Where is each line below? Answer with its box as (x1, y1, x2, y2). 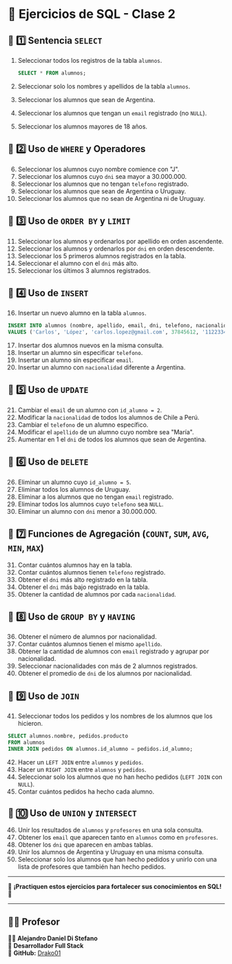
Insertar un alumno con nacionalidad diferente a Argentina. (17, 363, 186, 372)
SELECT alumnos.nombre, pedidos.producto (8, 733, 129, 740)
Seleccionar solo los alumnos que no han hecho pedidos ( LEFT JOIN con (17, 773, 223, 781)
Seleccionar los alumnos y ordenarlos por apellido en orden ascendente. (17, 237, 224, 245)
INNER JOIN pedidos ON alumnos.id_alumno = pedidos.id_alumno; (8, 745, 193, 752)
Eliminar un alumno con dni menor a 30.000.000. (17, 507, 157, 515)
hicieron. (17, 720, 43, 728)
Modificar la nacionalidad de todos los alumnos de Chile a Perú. (17, 413, 200, 421)
